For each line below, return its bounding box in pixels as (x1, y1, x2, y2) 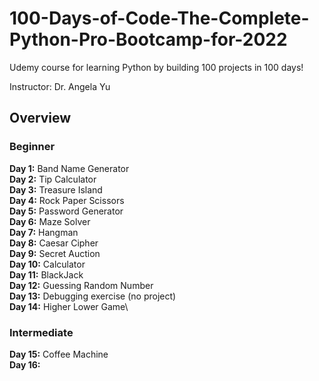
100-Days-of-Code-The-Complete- (9, 7, 310, 30)
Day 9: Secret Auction (9, 247, 101, 259)
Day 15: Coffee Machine (9, 348, 109, 360)
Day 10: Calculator (9, 258, 86, 270)
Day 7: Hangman (9, 226, 79, 238)
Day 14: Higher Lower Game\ (9, 300, 129, 312)
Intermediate (9, 325, 74, 339)
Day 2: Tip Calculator (9, 173, 97, 185)
